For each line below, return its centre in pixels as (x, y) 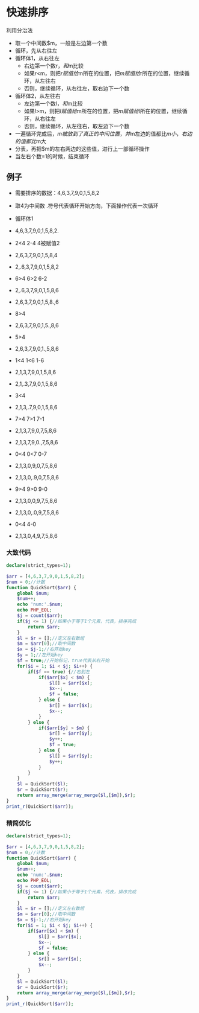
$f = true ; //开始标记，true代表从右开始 (63, 661)
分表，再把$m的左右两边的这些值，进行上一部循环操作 (82, 149)
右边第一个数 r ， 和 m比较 (54, 66)
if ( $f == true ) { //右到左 (59, 672)
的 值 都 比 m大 (31, 141)
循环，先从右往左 (36, 50)
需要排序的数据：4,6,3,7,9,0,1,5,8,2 (57, 193)
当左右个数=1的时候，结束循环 (52, 156)
